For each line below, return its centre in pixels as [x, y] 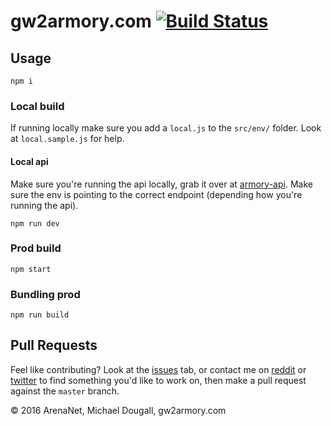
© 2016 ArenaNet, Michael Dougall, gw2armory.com [118, 410]
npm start [31, 269]
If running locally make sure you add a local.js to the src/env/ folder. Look [166, 128]
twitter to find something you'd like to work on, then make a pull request [158, 380]
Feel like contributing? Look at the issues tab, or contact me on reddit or [158, 369]
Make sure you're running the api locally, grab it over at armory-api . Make [161, 184]
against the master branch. [65, 391]
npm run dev [35, 223]
